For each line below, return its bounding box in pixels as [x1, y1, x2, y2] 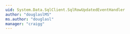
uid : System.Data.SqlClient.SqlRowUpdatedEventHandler [5, 7, 125, 12]
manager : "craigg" [5, 21, 45, 26]
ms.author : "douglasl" [5, 16, 54, 21]
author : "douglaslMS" [5, 12, 52, 17]
